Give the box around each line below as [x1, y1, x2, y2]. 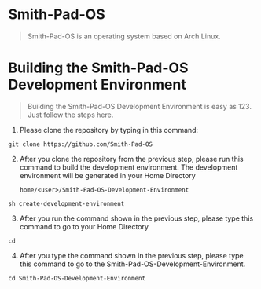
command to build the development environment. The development [19, 163, 238, 172]
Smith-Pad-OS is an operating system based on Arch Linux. [27, 31, 222, 41]
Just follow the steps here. [27, 110, 114, 119]
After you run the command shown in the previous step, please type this [19, 214, 254, 223]
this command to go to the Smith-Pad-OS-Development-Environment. [19, 259, 246, 269]
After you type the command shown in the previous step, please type [19, 251, 244, 260]
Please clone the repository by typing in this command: [19, 125, 199, 134]
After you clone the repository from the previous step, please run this [19, 154, 244, 163]
